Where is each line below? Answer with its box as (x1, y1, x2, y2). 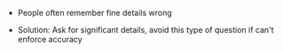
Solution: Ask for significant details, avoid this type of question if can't (17, 25, 274, 34)
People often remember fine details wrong (17, 8, 173, 18)
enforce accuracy (17, 34, 83, 44)
